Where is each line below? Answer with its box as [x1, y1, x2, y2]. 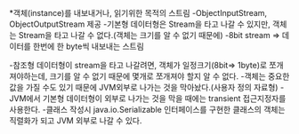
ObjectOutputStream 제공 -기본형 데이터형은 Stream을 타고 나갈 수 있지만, [9, 19, 271, 29]
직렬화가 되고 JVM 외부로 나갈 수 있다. [9, 115, 142, 126]
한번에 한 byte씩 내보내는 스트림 [32, 41, 144, 51]
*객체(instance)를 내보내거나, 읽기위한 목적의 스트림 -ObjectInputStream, [9, 8, 268, 18]
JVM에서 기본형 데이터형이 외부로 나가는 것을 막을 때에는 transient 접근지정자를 [9, 93, 287, 104]
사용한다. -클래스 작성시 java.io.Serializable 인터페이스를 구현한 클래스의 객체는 [9, 105, 286, 114]
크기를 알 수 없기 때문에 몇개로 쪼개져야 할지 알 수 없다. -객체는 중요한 [49, 71, 290, 82]
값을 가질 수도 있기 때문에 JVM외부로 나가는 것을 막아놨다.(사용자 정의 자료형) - [9, 83, 285, 92]
